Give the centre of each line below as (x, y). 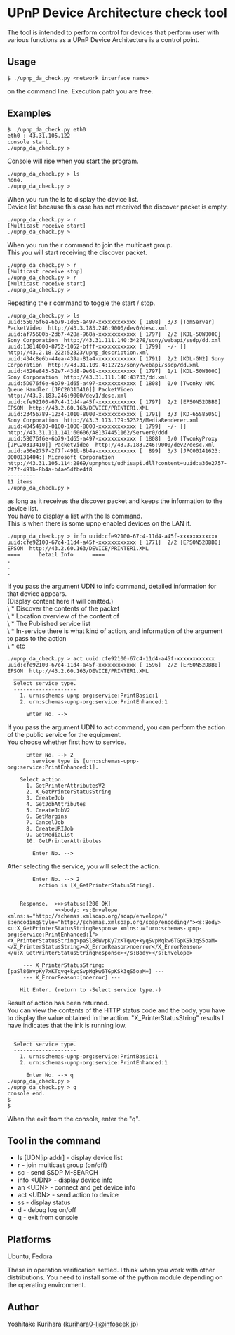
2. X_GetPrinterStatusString (68, 792)
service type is (56, 761)
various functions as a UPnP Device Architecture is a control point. (103, 39)
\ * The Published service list (49, 623)
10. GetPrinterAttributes (63, 841)
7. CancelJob (45, 822)
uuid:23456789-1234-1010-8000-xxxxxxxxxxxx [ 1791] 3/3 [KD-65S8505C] (114, 414)
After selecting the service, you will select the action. (84, 866)
